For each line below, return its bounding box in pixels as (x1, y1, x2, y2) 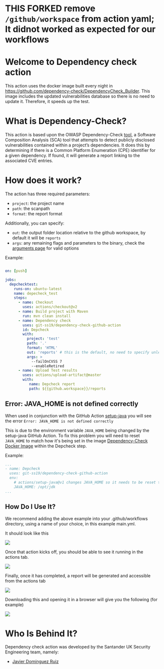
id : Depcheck (22, 327, 49, 332)
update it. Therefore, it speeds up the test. (5, 99, 90, 105)
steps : (14, 295, 27, 300)
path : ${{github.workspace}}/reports (29, 386, 106, 391)
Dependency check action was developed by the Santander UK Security (5, 644, 150, 650)
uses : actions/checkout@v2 (22, 305, 78, 310)
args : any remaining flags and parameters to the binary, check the (12, 240, 145, 246)
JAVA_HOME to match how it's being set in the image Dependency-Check (5, 438, 148, 443)
